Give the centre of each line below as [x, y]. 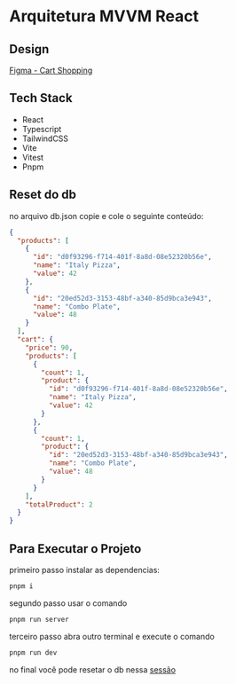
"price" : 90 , [49, 348]
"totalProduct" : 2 [59, 504]
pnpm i [21, 586]
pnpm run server [39, 619]
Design [29, 49]
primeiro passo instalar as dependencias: [84, 570]
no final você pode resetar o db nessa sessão [92, 669]
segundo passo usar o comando [68, 603]
